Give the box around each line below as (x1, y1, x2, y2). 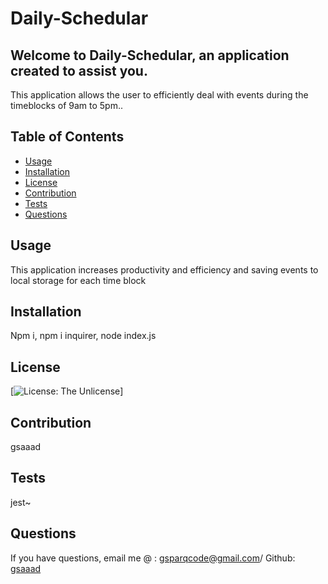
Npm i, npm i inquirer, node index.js (10, 330, 157, 342)
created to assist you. (10, 62, 148, 79)
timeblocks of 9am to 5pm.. (10, 100, 124, 111)
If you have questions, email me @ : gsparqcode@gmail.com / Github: (10, 552, 296, 564)
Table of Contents (10, 128, 125, 146)
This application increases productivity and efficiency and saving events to (10, 263, 319, 276)
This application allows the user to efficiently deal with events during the (10, 89, 309, 101)
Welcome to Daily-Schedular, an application (10, 47, 290, 64)
